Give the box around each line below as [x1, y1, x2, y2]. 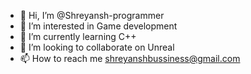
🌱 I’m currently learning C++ [19, 31, 137, 42]
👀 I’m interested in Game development [19, 20, 178, 32]
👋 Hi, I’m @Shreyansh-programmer [19, 10, 165, 21]
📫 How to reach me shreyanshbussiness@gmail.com [19, 53, 241, 64]
